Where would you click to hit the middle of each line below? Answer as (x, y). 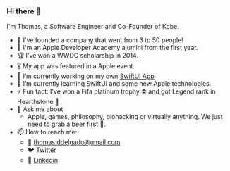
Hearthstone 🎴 (38, 102)
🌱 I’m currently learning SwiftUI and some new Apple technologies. (114, 84)
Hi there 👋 (24, 11)
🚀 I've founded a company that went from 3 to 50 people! (100, 40)
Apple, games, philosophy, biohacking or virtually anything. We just (125, 117)
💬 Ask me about (40, 109)
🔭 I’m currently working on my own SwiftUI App (85, 76)
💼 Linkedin (43, 160)
